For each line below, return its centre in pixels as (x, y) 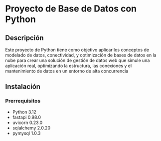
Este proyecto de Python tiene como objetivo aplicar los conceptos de (77, 50)
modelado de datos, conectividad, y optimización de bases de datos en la (81, 55)
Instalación (23, 87)
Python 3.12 (24, 112)
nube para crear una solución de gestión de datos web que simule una (78, 60)
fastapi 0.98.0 (27, 117)
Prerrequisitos (23, 101)
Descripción (24, 38)
